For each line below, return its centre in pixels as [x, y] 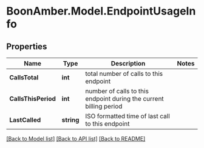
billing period [104, 106]
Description [128, 63]
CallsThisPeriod [33, 99]
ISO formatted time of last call [127, 116]
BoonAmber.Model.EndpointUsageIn [101, 11]
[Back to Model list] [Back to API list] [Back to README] [76, 139]
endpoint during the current [124, 99]
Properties [27, 46]
